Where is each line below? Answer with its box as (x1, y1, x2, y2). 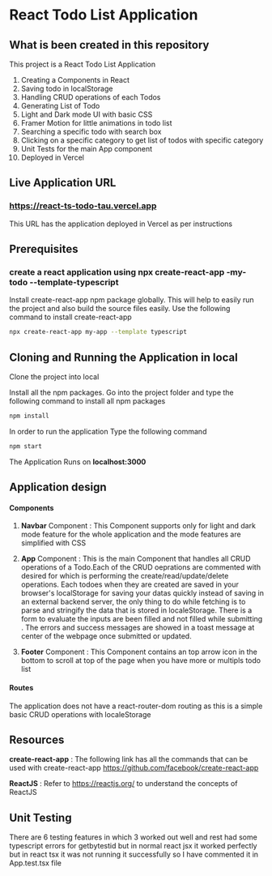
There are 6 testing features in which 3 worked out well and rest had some (9, 832, 257, 842)
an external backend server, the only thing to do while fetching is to (20, 597, 246, 607)
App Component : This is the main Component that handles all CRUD (20, 553, 251, 564)
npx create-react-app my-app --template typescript (9, 328, 187, 336)
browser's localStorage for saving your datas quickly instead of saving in (20, 588, 265, 598)
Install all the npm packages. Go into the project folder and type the (9, 387, 234, 398)
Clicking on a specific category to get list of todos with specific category (20, 135, 264, 145)
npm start (9, 442, 43, 451)
